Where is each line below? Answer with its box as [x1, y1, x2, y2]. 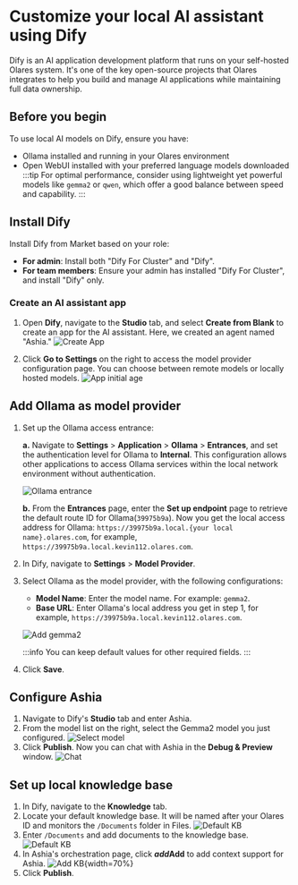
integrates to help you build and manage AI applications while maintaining [9, 73, 281, 84]
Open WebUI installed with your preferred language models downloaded [21, 159, 289, 171]
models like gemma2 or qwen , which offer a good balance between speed [21, 179, 284, 190]
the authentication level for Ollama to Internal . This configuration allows [21, 449, 287, 460]
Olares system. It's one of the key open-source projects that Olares [9, 64, 258, 75]
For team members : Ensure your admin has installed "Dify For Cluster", [21, 265, 285, 276]
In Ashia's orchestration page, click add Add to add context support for [21, 848, 285, 860]
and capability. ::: [21, 188, 86, 199]
